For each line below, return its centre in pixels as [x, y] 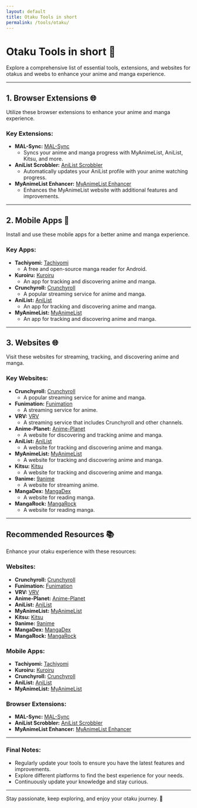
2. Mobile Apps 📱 [38, 220]
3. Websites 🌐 [32, 342]
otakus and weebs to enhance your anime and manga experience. [86, 74]
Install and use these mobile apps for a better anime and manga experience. [98, 234]
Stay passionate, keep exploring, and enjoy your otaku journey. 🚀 [84, 798]
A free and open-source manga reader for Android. [85, 269]
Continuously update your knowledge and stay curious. [81, 782]
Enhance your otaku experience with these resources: [71, 551]
